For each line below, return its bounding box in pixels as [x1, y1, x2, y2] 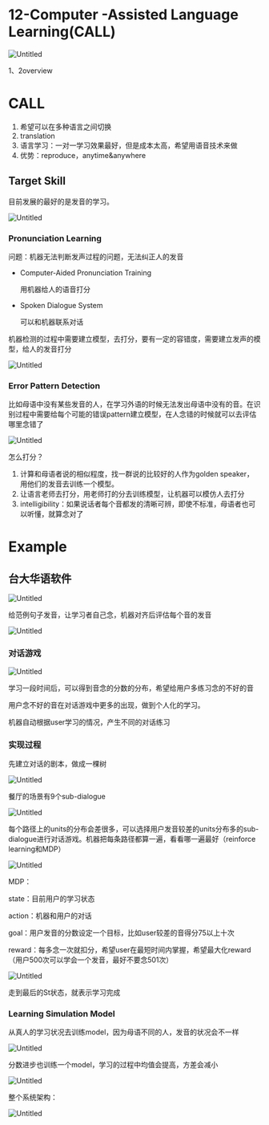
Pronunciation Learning [8, 233, 102, 244]
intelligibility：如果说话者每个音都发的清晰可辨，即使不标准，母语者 [19, 499, 242, 509]
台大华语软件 [8, 571, 72, 585]
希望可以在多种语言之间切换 [19, 122, 112, 132]
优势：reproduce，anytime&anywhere [19, 150, 147, 160]
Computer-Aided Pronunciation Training [19, 267, 152, 278]
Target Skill [8, 174, 66, 188]
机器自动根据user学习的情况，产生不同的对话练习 [8, 717, 171, 727]
